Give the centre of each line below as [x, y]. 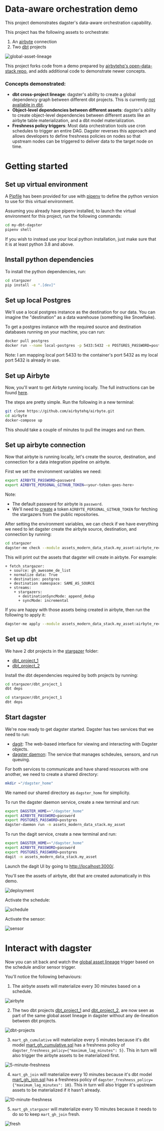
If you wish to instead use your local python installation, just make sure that [81, 239]
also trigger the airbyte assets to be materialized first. [66, 1055]
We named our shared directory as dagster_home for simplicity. [68, 793]
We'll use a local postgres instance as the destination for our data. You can [80, 312]
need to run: [17, 734]
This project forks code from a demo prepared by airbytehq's [67, 66]
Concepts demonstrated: [35, 83]
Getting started [37, 167]
